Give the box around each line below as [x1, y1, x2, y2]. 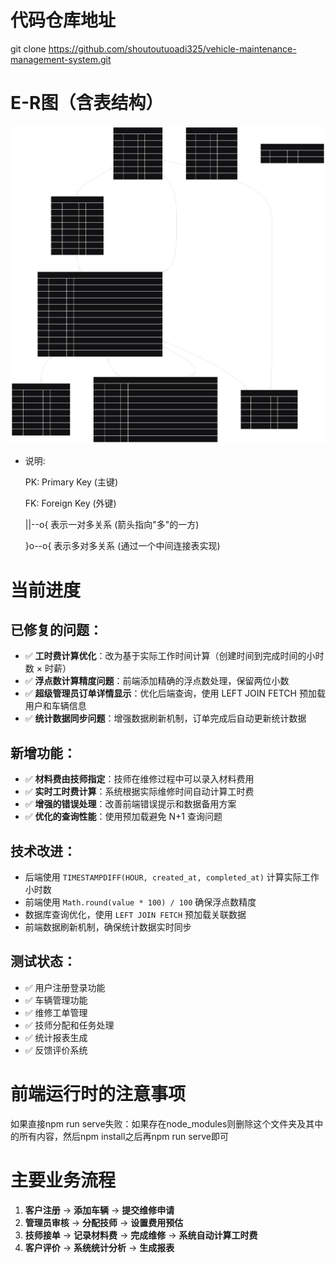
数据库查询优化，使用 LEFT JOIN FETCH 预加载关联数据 [24, 908, 247, 920]
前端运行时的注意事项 [10, 1082, 187, 1105]
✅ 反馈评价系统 [24, 1044, 88, 1056]
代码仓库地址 [10, 9, 117, 32]
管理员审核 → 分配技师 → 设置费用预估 [24, 1216, 184, 1228]
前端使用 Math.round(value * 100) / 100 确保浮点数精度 [24, 896, 257, 908]
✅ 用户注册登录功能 [24, 981, 106, 993]
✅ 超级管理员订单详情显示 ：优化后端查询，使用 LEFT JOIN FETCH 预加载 [24, 687, 326, 700]
